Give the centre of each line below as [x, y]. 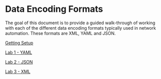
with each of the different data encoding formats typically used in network [81, 28]
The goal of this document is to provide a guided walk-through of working [80, 23]
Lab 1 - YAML [19, 52]
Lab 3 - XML [18, 71]
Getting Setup [19, 42]
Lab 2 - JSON [19, 62]
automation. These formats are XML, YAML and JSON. [60, 33]
